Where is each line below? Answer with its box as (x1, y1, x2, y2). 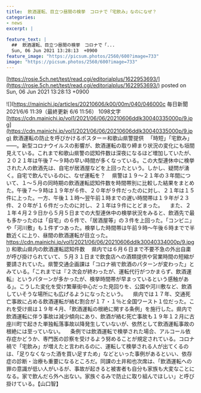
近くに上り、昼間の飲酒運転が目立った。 (11, 231, 111, 239)
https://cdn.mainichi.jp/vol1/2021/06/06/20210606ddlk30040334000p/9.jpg (6, 238, 194, 245)
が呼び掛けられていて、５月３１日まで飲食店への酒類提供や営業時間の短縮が (6, 252, 194, 260)
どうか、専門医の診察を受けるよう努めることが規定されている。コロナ (22, 335, 195, 342)
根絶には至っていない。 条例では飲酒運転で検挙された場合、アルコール (6, 327, 185, 335)
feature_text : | (6, 36, 47, 42)
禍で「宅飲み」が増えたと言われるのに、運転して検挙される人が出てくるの (6, 342, 189, 350)
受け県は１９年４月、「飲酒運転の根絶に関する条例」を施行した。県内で (16, 305, 193, 312)
